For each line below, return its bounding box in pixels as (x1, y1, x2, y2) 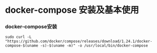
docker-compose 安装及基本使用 (5, 4, 139, 16)
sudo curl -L (5, 35, 32, 40)
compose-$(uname (5, 43, 38, 48)
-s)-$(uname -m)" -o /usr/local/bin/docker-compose (40, 43, 148, 48)
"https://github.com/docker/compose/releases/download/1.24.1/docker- (5, 39, 153, 44)
